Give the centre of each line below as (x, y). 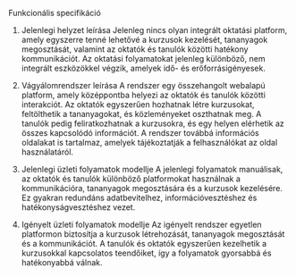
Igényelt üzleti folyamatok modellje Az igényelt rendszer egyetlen (141, 224)
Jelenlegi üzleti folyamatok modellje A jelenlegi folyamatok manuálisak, (152, 169)
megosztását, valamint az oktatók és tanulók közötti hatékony (135, 49)
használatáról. (47, 152)
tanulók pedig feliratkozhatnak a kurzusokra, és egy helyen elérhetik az (153, 123)
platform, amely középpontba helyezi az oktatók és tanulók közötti (143, 95)
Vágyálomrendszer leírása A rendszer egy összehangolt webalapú (143, 85)
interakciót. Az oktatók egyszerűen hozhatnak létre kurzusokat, (138, 105)
